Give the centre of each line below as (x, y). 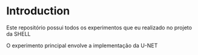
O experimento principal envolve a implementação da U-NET (82, 45)
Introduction (38, 11)
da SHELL (19, 33)
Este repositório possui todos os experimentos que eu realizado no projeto (99, 27)
